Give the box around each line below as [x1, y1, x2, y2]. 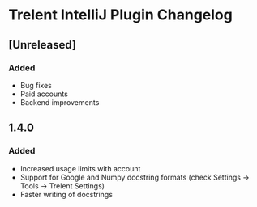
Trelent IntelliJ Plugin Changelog [8, 6, 233, 24]
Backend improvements [19, 97, 100, 107]
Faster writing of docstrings [19, 189, 114, 199]
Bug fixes [19, 80, 53, 90]
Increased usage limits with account [19, 163, 141, 173]
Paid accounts [19, 89, 69, 99]
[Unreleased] [8, 38, 77, 52]
